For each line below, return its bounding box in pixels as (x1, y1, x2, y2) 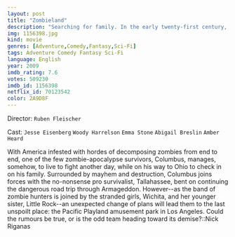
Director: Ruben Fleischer (7, 114, 82, 123)
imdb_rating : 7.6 (7, 69, 58, 76)
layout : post (7, 10, 46, 18)
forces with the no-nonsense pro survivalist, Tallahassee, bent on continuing (7, 177, 229, 186)
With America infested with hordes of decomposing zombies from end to (7, 148, 217, 156)
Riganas (7, 222, 31, 230)
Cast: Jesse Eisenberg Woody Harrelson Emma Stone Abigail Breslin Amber (7, 128, 220, 136)
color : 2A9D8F (7, 95, 49, 102)
